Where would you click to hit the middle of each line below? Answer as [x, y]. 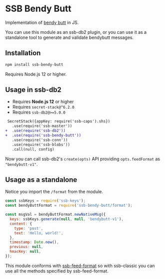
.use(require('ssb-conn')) [40, 140]
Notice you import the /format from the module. [54, 192]
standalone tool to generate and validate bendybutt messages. [69, 37]
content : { [21, 224]
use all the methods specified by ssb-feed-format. [57, 271]
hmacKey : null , [25, 252]
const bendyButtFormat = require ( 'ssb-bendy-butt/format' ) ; [69, 206]
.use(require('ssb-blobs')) [41, 144]
